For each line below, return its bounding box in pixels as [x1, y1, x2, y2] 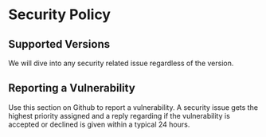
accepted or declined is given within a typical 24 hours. [8, 119, 190, 129]
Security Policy [8, 6, 111, 24]
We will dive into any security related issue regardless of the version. [8, 58, 234, 68]
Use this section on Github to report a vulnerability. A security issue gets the [8, 102, 259, 112]
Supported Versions [8, 37, 110, 51]
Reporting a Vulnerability [8, 81, 135, 95]
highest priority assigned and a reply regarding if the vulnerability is [8, 111, 231, 120]
